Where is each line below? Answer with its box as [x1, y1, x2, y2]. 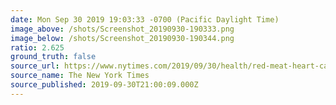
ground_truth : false [10, 52, 97, 62]
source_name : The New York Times [10, 71, 150, 81]
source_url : [10, 61, 60, 71]
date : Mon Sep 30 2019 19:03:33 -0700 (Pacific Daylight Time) [10, 14, 280, 25]
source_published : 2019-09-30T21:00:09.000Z [10, 80, 199, 90]
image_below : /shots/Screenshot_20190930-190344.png [10, 33, 235, 43]
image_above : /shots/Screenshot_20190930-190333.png [10, 24, 235, 34]
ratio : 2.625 [10, 42, 65, 53]
